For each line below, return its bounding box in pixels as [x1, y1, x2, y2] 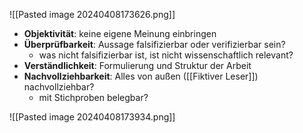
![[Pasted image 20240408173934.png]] [9, 111, 176, 123]
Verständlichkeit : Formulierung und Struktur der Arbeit [23, 60, 252, 71]
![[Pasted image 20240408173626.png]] [9, 9, 176, 20]
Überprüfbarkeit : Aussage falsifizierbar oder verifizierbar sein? [23, 39, 286, 50]
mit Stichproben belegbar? [38, 92, 149, 103]
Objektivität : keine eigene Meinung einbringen [23, 28, 217, 39]
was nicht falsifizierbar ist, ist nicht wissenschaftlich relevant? [38, 49, 294, 61]
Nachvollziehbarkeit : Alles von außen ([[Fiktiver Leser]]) [23, 70, 259, 82]
